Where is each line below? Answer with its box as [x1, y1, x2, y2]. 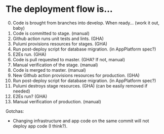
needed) [12, 88, 30, 94]
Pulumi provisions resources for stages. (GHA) [12, 41, 108, 46]
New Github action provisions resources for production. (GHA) [12, 72, 140, 78]
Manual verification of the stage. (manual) [12, 62, 98, 68]
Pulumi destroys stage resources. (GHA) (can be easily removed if [12, 83, 148, 89]
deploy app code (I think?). [12, 123, 68, 129]
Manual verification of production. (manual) [12, 98, 101, 104]
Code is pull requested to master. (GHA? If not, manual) [12, 56, 125, 62]
